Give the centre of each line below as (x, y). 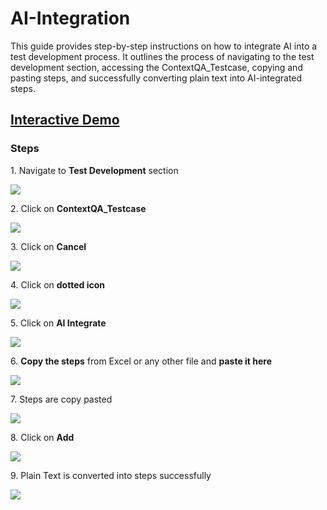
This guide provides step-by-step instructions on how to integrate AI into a (164, 46)
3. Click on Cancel (48, 246)
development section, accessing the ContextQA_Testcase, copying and (156, 67)
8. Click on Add (42, 437)
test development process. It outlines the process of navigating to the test (162, 56)
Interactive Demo (65, 120)
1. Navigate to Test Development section (94, 170)
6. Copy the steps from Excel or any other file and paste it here (141, 361)
